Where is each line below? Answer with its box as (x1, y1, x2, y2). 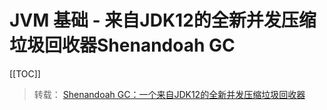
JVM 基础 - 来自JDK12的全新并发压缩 (9, 9, 317, 32)
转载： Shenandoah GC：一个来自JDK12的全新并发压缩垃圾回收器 (33, 88, 306, 100)
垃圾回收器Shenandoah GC (9, 34, 236, 57)
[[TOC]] (9, 67, 41, 80)
